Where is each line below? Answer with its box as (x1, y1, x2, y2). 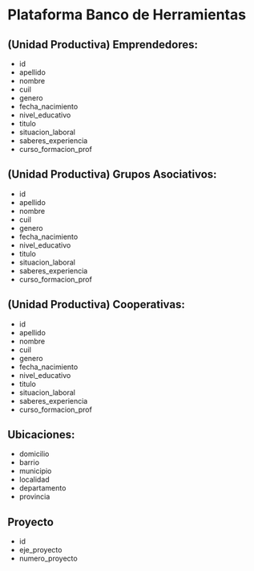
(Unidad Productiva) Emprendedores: (7, 38, 198, 51)
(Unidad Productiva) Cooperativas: (7, 298, 185, 311)
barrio (18, 458, 40, 467)
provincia (18, 492, 50, 502)
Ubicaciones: (7, 428, 75, 442)
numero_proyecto (18, 553, 78, 564)
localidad (18, 474, 50, 484)
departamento (18, 483, 67, 493)
